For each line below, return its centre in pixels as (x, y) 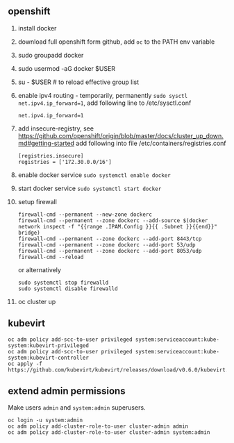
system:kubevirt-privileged (49, 345)
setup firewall (37, 201)
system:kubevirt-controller (49, 358)
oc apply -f (25, 364)
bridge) (29, 233)
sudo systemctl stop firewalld (63, 283)
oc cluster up (37, 301)
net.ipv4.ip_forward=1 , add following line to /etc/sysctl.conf (105, 103)
